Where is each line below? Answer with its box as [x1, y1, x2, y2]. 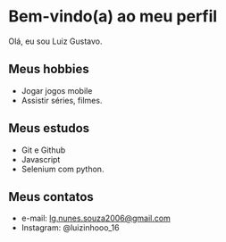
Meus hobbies [8, 62, 90, 77]
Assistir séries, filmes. [21, 95, 103, 105]
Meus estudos [8, 121, 90, 136]
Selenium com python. [21, 163, 105, 174]
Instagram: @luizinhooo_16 [21, 222, 120, 233]
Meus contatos [8, 189, 95, 204]
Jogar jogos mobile [21, 85, 93, 96]
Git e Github [21, 145, 66, 155]
